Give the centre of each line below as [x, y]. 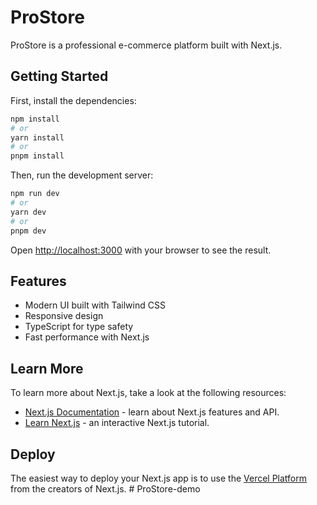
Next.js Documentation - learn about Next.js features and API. [152, 412]
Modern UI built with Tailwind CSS [95, 305]
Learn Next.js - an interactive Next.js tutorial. [117, 423]
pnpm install [37, 156]
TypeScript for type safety [79, 327]
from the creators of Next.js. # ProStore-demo [105, 488]
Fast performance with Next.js [87, 337]
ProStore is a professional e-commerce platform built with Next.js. [146, 45]
